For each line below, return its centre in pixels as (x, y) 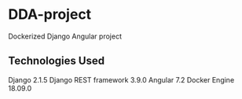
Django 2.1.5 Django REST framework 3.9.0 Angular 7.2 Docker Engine (121, 79)
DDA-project (50, 15)
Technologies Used (56, 61)
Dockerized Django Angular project (65, 36)
